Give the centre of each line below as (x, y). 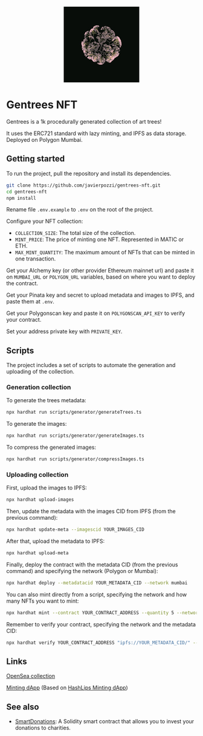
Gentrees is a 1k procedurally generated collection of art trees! (84, 121)
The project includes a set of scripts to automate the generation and (91, 365)
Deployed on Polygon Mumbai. (44, 139)
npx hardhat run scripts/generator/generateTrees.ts (74, 413)
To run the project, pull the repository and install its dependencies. (89, 173)
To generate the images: (37, 424)
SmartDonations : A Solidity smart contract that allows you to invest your (105, 721)
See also (23, 707)
